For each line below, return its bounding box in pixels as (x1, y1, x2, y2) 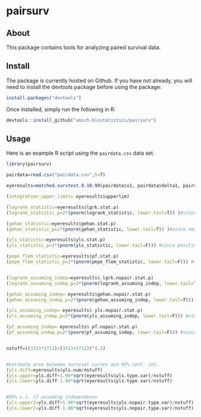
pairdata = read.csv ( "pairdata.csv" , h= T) (6, 172, 106, 178)
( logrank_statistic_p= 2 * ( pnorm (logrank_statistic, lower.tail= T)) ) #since (6, 210, 197, 216)
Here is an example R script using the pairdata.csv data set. (6, 149, 155, 157)
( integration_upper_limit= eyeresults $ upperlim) (6, 194, 130, 200)
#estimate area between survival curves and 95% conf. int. (6, 361, 160, 367)
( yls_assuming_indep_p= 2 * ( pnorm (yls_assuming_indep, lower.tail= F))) (6, 313, 184, 319)
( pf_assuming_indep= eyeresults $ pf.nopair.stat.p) (6, 324, 138, 330)
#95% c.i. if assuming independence (6, 394, 98, 400)
